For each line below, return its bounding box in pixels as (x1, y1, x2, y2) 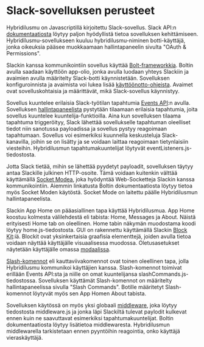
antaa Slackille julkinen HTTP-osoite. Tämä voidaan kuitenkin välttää (6, 169, 178, 177)
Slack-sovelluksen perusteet (6, 4, 155, 18)
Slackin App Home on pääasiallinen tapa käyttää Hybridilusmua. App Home (6, 206, 195, 214)
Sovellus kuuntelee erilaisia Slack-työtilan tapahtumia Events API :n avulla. (6, 99, 191, 107)
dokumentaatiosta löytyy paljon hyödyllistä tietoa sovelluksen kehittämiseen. (6, 30, 199, 37)
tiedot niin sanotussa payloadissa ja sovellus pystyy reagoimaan (6, 125, 167, 132)
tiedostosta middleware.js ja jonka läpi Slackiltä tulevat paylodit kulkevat (6, 308, 187, 315)
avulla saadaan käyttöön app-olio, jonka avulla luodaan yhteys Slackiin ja (6, 68, 189, 75)
